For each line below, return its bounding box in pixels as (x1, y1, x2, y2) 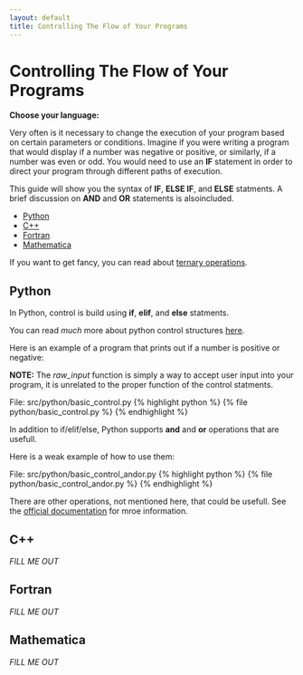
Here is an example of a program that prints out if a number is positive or (9, 342, 280, 353)
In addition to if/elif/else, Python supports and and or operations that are (9, 424, 279, 435)
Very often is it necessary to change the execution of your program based (9, 128, 285, 139)
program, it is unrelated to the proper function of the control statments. (9, 380, 274, 391)
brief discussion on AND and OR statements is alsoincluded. (9, 193, 234, 204)
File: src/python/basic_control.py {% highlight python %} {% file (9, 397, 249, 408)
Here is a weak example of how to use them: (9, 451, 175, 462)
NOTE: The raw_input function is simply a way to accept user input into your (9, 370, 294, 381)
